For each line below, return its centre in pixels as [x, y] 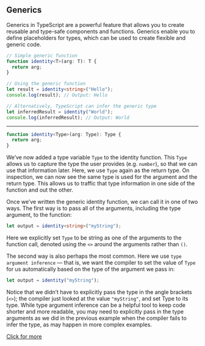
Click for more [24, 336]
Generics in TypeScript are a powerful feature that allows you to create [95, 24]
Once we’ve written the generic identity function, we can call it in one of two [102, 202]
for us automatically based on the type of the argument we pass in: [91, 269]
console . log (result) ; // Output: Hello [57, 95]
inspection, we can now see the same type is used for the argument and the [102, 177]
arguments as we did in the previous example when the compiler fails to [97, 318]
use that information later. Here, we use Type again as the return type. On [98, 170]
